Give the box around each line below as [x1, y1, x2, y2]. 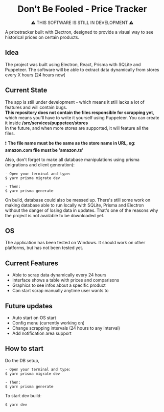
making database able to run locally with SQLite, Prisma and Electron [5, 202, 144, 208]
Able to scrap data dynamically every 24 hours [12, 272, 107, 278]
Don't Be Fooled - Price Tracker [17, 3, 147, 15]
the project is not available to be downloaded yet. [5, 212, 105, 218]
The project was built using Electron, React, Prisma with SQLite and [5, 61, 141, 67]
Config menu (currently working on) [12, 320, 85, 326]
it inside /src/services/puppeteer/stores [5, 120, 88, 126]
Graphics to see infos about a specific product [12, 282, 106, 288]
